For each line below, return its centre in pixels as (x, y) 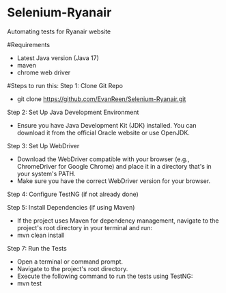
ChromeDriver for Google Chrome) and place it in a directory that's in (114, 166)
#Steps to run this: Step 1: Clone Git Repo (65, 85)
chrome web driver (44, 72)
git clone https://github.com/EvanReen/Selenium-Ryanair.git (101, 99)
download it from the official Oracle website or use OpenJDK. (103, 132)
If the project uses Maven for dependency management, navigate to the (118, 221)
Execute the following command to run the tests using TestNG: (105, 276)
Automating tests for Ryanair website (59, 31)
